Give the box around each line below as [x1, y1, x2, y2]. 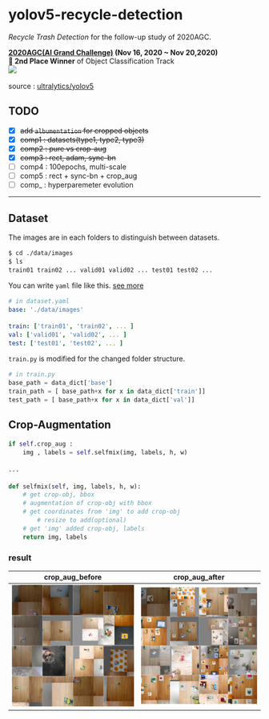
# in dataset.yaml [8, 297, 70, 305]
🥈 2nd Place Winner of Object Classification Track [8, 56, 175, 66]
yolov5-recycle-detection [8, 6, 183, 24]
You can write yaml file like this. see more [8, 281, 144, 290]
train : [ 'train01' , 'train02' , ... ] [8, 322, 134, 330]
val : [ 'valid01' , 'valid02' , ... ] [8, 331, 127, 339]
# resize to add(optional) [37, 516, 127, 524]
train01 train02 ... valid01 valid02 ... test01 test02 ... [8, 266, 214, 274]
